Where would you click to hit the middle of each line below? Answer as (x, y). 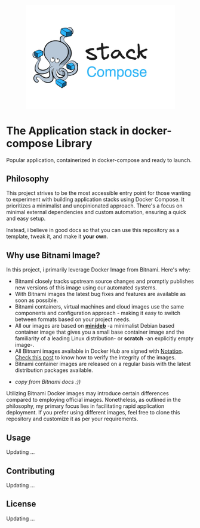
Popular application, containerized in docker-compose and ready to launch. (99, 160)
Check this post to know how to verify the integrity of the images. (95, 358)
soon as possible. (36, 300)
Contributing (30, 471)
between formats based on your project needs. (73, 319)
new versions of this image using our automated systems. (86, 288)
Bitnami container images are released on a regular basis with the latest (103, 364)
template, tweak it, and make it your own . (57, 236)
